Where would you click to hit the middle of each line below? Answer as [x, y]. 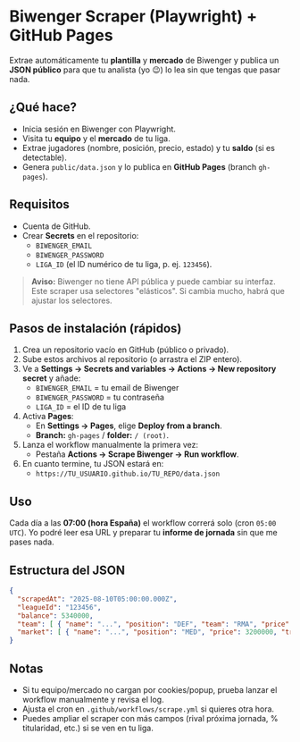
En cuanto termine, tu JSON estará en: [93, 464]
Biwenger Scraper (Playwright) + [133, 17]
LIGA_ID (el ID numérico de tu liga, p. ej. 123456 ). [124, 264]
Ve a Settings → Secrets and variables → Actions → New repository [149, 369]
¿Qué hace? [43, 108]
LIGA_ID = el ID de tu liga [81, 407]
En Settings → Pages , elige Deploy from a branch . [129, 426]
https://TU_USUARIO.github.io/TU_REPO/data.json [128, 474]
